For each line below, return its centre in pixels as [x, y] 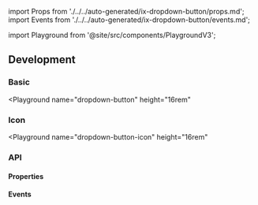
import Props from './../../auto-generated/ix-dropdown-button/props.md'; [126, 11]
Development [42, 60]
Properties [26, 176]
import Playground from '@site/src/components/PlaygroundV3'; [112, 35]
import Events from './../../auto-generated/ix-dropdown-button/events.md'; [129, 20]
